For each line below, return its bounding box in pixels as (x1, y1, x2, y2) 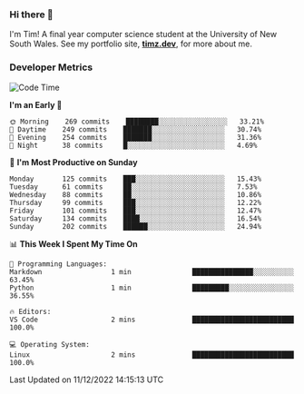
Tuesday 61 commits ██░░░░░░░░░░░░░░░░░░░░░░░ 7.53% (9, 182, 258, 192)
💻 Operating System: (9, 340, 91, 349)
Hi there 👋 (9, 8, 54, 21)
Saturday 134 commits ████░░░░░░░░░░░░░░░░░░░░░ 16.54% (9, 213, 261, 223)
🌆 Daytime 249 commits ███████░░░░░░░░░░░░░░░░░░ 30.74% (9, 124, 261, 134)
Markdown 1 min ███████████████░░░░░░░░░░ (9, 267, 295, 276)
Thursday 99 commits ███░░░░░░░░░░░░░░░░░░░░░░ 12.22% (9, 198, 261, 207)
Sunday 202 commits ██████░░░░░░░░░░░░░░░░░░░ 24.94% (9, 222, 261, 231)
